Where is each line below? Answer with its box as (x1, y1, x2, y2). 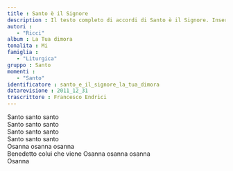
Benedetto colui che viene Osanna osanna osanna (7, 150, 150, 158)
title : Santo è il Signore (7, 10, 89, 17)
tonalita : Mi (7, 42, 49, 49)
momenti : (7, 68, 36, 75)
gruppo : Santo (7, 62, 51, 69)
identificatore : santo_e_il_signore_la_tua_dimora (7, 81, 159, 88)
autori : (7, 23, 33, 30)
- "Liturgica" (16, 55, 58, 62)
